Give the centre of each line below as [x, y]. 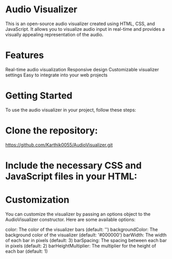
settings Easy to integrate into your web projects [56, 75]
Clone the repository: [52, 131]
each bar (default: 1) [26, 251]
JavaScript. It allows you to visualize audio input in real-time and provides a [85, 29]
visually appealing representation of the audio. [54, 34]
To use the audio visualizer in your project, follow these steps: [71, 110]
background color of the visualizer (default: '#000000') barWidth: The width [86, 235]
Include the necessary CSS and [74, 165]
